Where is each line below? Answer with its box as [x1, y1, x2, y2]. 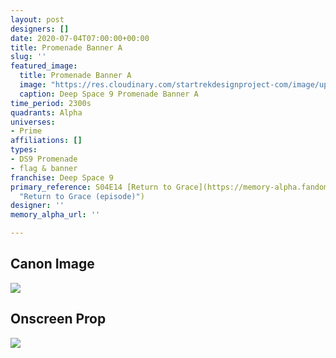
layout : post [10, 14, 65, 25]
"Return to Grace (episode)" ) [19, 191, 145, 201]
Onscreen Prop [10, 311, 107, 328]
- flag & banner [10, 163, 78, 173]
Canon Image [10, 256, 95, 273]
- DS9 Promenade [10, 154, 78, 164]
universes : [10, 117, 56, 127]
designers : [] [10, 24, 70, 34]
